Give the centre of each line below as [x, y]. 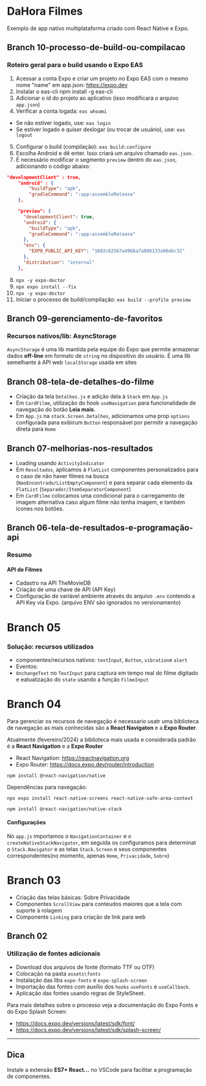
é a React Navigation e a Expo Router [55, 746]
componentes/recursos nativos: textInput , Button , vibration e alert [102, 659]
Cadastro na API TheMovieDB [53, 583]
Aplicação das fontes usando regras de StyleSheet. [80, 993]
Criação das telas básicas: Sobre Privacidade [73, 898]
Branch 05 [34, 627]
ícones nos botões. [40, 508]
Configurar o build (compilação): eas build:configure [83, 146]
